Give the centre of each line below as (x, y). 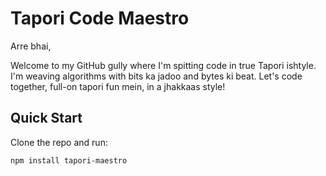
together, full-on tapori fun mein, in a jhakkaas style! (118, 86)
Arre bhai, (31, 46)
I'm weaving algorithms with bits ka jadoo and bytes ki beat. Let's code (156, 76)
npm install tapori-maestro (69, 160)
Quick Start (46, 118)
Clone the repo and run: (59, 142)
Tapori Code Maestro (100, 18)
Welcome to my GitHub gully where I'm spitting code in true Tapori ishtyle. (163, 65)
